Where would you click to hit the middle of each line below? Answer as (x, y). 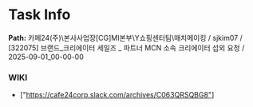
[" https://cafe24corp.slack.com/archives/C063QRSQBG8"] (117, 95)
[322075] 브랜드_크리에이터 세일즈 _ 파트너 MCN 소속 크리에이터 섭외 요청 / (126, 48)
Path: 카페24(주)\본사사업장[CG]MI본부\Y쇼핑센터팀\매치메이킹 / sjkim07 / (126, 38)
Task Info (40, 15)
